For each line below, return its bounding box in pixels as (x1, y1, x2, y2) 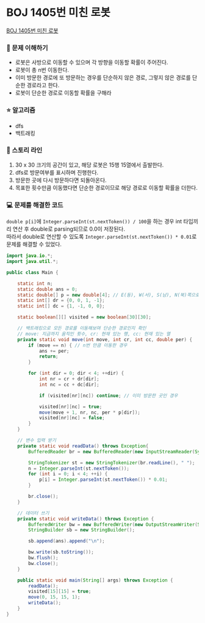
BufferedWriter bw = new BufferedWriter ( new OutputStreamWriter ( (28, 521, 198, 528)
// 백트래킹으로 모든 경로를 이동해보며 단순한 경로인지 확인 (17, 325, 146, 331)
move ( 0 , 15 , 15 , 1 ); (28, 594, 81, 600)
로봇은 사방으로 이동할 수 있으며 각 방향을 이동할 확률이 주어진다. (15, 59, 168, 66)
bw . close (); (28, 560, 59, 566)
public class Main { (6, 269, 59, 275)
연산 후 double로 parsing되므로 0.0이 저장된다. (12, 225, 125, 232)
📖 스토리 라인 (6, 146, 43, 154)
